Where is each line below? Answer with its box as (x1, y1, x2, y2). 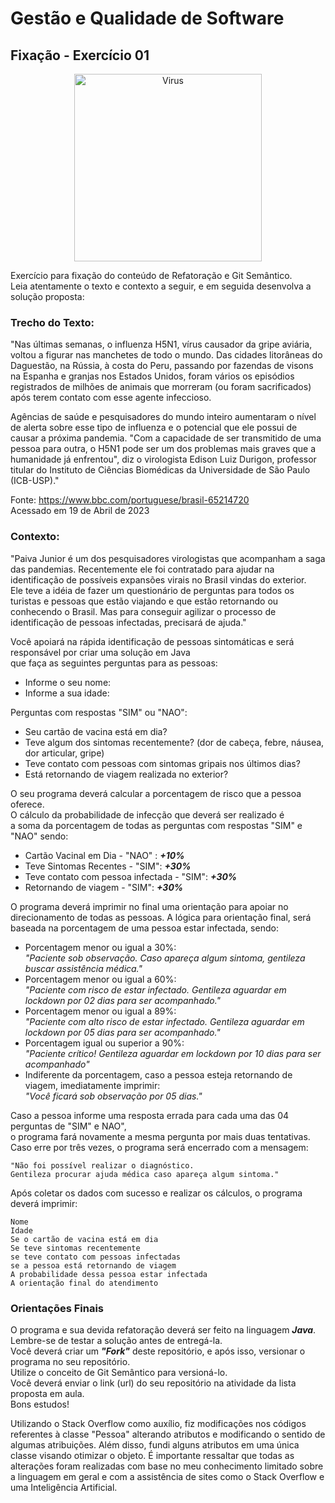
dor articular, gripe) (24, 747, 105, 759)
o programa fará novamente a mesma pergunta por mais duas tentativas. (10, 1130, 311, 1142)
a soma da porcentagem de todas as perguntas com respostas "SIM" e (10, 819, 303, 831)
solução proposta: (10, 291, 85, 302)
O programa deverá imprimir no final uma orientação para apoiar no (10, 900, 289, 912)
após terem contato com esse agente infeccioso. (10, 392, 212, 404)
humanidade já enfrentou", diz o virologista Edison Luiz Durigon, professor (10, 453, 317, 466)
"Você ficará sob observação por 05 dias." (24, 1090, 203, 1102)
